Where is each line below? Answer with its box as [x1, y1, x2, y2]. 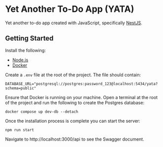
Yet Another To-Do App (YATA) [5, 3, 134, 15]
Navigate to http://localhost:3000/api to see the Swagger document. [5, 136, 144, 142]
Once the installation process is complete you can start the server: [5, 118, 141, 124]
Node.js [12, 57, 29, 63]
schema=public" [5, 86, 37, 91]
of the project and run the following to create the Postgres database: [5, 99, 145, 105]
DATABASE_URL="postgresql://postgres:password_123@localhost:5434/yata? [5, 81, 158, 86]
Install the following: [5, 47, 46, 53]
